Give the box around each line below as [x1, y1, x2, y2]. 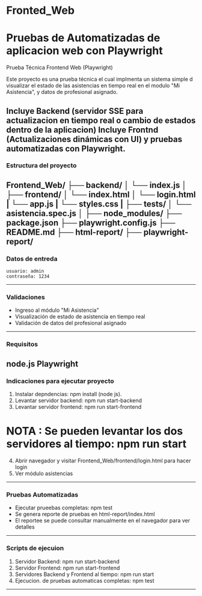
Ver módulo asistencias [14, 470, 73, 477]
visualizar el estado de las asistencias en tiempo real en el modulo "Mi [6, 82, 180, 89]
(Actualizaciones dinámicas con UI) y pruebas [6, 134, 183, 144]
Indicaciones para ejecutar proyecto [6, 377, 114, 385]
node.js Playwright [6, 359, 79, 369]
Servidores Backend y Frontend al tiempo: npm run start [14, 570, 155, 578]
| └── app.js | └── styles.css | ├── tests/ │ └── [6, 199, 192, 209]
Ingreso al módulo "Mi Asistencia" [14, 306, 99, 314]
